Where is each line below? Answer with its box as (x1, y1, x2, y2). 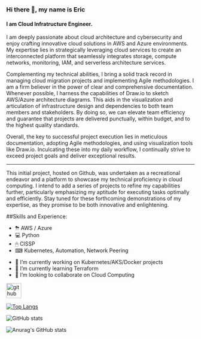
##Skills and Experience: (6, 213, 68, 220)
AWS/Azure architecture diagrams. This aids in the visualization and (6, 96, 173, 104)
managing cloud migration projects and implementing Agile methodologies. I (6, 77, 194, 84)
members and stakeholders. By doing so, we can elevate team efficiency (6, 109, 185, 116)
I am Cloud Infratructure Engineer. (6, 20, 93, 28)
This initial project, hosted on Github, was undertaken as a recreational (6, 169, 181, 177)
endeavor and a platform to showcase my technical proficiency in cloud (6, 176, 182, 183)
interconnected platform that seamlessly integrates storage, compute (6, 53, 177, 60)
